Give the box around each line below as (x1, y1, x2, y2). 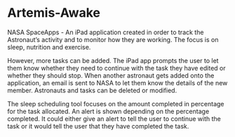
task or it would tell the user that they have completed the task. (7, 122, 189, 130)
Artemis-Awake (7, 5, 100, 21)
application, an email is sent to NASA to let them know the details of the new (7, 78, 228, 87)
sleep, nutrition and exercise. (7, 43, 91, 51)
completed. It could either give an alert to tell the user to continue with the (7, 114, 221, 123)
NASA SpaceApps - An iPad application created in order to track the (7, 28, 204, 36)
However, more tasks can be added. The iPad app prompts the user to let (7, 56, 219, 64)
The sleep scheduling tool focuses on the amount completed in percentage (7, 99, 224, 108)
